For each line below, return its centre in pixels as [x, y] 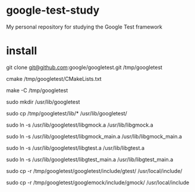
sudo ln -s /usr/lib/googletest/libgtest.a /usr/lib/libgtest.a [75, 148]
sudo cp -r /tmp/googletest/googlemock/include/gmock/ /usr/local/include [98, 182]
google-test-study [53, 10]
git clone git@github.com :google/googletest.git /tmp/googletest [84, 67]
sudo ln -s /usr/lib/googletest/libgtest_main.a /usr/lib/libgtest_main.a [90, 159]
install [22, 51]
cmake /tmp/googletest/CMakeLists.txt [54, 78]
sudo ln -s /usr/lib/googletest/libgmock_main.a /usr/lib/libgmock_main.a [94, 136]
